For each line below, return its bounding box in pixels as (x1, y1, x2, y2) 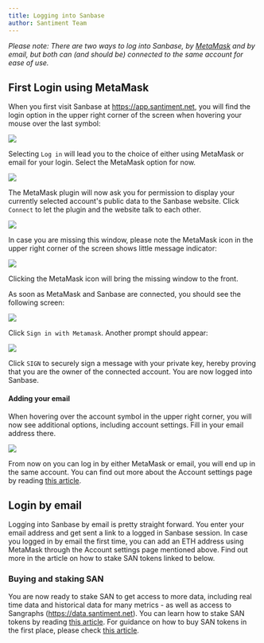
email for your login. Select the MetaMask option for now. (8, 158, 196, 167)
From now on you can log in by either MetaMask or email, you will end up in (8, 458, 256, 468)
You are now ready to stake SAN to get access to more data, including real (8, 591, 252, 601)
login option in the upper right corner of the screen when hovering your (8, 111, 243, 120)
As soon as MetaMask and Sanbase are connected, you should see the (8, 290, 241, 299)
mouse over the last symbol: (8, 119, 101, 128)
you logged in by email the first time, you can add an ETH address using (8, 536, 244, 546)
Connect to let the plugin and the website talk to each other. (8, 205, 201, 215)
